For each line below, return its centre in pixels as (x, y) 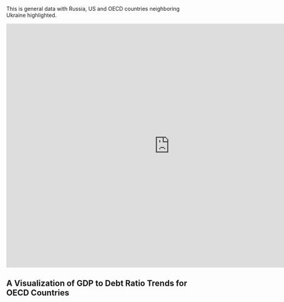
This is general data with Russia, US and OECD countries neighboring (93, 9)
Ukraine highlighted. (32, 15)
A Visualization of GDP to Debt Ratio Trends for (97, 284)
